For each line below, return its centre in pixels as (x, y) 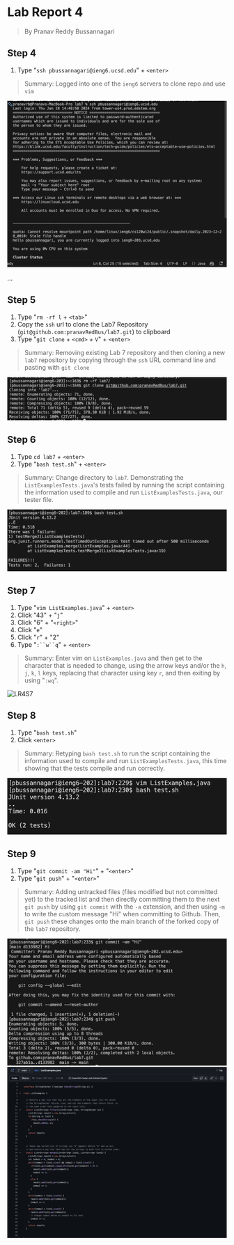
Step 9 (22, 854)
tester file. (39, 499)
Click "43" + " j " (40, 615)
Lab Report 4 (45, 12)
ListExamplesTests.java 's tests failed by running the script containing (124, 485)
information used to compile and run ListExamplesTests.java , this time (125, 760)
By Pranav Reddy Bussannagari (69, 31)
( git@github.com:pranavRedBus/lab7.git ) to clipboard (94, 331)
